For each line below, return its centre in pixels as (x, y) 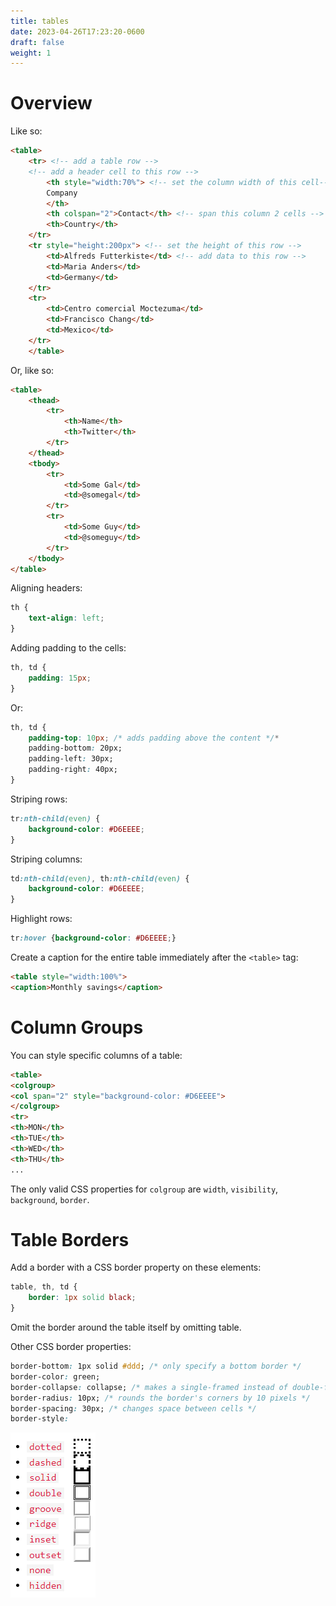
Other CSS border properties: (71, 1347)
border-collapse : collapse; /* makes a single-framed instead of (149, 1387)
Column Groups (77, 1027)
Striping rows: (39, 799)
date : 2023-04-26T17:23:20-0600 (77, 31)
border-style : (40, 1419)
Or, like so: (32, 370)
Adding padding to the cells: (68, 648)
